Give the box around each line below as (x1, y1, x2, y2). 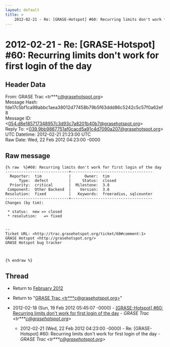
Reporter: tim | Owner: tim (10, 174, 110, 179)
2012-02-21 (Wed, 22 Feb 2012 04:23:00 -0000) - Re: (20, 325, 133, 331)
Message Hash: (5, 99, 38, 105)
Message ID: (5, 115, 32, 122)
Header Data (5, 80, 46, 89)
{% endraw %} (5, 258, 33, 263)
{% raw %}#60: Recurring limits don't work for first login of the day (5, 165, 162, 170)
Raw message (5, 151, 51, 160)
